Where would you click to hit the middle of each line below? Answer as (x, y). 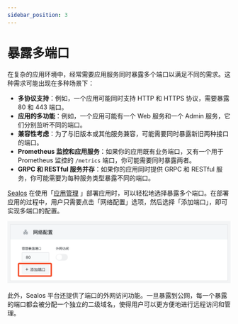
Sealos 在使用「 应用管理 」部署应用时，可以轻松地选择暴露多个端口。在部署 (118, 193)
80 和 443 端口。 (42, 107)
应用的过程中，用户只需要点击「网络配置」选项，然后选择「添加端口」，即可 (118, 201)
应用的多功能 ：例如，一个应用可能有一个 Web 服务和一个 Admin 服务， (121, 116)
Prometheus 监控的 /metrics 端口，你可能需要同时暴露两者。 (107, 160)
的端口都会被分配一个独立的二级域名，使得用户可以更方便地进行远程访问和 (116, 304)
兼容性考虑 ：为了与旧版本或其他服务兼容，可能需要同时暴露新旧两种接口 (123, 133)
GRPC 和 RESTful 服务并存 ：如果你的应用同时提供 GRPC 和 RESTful (116, 169)
